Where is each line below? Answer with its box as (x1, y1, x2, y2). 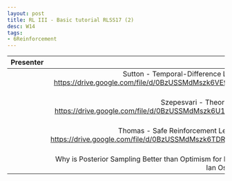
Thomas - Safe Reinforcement (118, 126, 217, 136)
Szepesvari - (160, 98, 204, 107)
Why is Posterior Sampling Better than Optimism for (55, 154, 222, 164)
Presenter (10, 58, 44, 67)
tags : (7, 29, 23, 36)
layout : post (7, 10, 45, 17)
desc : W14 (7, 23, 36, 30)
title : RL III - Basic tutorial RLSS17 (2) (7, 17, 135, 23)
